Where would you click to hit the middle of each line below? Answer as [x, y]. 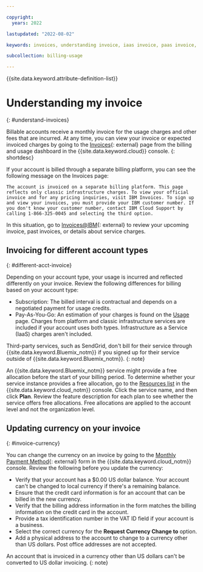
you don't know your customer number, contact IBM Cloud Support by [95, 208]
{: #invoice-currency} [33, 443]
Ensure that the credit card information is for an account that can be [100, 492]
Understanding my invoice [74, 103]
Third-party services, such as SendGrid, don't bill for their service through [99, 346]
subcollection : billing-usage [45, 56]
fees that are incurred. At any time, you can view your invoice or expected [99, 138]
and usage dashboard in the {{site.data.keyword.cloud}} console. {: [91, 151]
